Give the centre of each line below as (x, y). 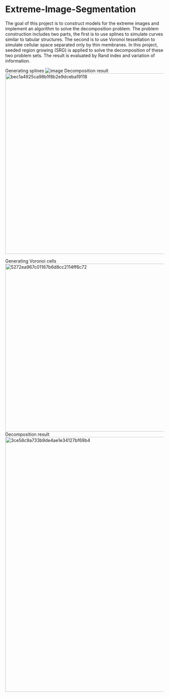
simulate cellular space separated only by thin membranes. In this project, (82, 44)
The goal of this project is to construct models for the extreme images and (82, 23)
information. (18, 61)
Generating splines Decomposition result (57, 70)
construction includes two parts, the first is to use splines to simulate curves (84, 34)
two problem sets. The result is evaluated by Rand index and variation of (80, 55)
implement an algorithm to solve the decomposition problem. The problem (82, 28)
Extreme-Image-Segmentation (71, 9)
